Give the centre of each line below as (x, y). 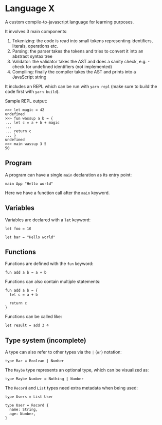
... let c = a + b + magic (32, 123)
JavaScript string (29, 77)
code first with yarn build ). (32, 91)
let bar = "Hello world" (30, 237)
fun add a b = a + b (26, 273)
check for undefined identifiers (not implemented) (62, 67)
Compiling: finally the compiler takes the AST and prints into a (74, 71)
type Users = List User (29, 397)
